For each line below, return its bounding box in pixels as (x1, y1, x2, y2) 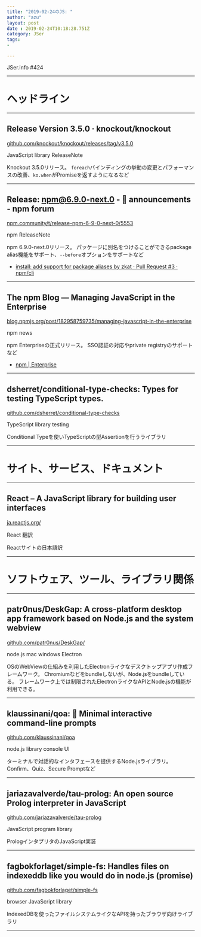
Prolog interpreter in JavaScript (7, 797, 126, 808)
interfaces (7, 503, 47, 513)
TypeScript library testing (7, 421, 69, 428)
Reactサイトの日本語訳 (7, 544, 63, 551)
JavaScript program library (7, 826, 73, 833)
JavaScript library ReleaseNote (7, 151, 83, 159)
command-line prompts (7, 718, 97, 728)
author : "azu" (7, 14, 42, 20)
